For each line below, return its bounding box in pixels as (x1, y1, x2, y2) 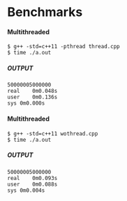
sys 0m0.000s (7, 100, 45, 107)
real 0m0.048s (7, 88, 58, 95)
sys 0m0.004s (7, 186, 45, 194)
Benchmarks (7, 4, 83, 20)
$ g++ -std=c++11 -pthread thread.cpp (7, 43, 120, 50)
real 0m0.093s (7, 174, 58, 181)
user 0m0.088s (7, 181, 58, 188)
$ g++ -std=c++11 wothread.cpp (7, 130, 98, 137)
